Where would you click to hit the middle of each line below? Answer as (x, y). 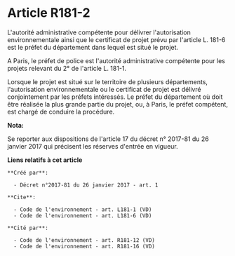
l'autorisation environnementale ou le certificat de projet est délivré (104, 89)
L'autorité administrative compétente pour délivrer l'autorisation (99, 32)
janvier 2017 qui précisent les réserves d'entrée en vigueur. (93, 146)
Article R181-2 (49, 13)
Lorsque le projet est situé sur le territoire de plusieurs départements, (108, 81)
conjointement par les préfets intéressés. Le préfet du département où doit (115, 97)
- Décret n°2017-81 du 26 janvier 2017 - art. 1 (86, 185)
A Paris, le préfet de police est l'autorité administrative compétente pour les (116, 60)
